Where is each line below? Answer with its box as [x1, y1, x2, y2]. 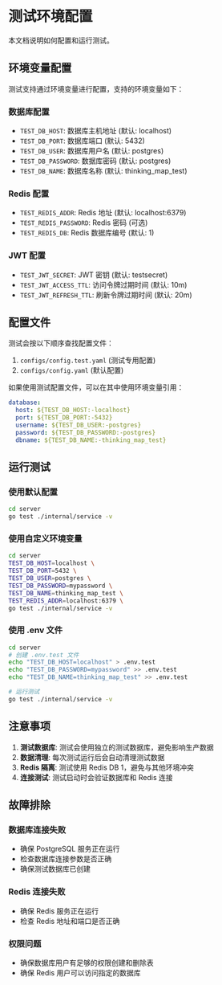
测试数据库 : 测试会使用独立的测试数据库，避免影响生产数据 [19, 742, 214, 752]
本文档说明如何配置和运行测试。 [8, 35, 114, 45]
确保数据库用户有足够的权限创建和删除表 [19, 958, 154, 967]
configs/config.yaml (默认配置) [19, 366, 124, 375]
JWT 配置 [8, 250, 46, 261]
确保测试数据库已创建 [19, 864, 91, 874]
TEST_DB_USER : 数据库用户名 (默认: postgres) [19, 146, 164, 156]
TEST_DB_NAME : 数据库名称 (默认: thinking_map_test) [19, 166, 188, 176]
